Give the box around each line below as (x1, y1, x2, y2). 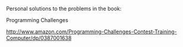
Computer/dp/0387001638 (6, 35, 72, 41)
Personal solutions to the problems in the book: (6, 5, 122, 12)
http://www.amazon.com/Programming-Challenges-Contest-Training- (6, 28, 177, 35)
